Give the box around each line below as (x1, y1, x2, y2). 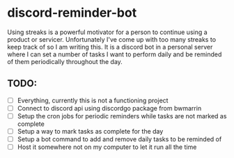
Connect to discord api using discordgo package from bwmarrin (17, 104, 202, 112)
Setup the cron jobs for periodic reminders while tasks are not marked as (17, 111, 227, 120)
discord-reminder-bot (7, 5, 137, 21)
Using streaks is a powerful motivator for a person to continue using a (7, 28, 208, 36)
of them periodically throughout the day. (7, 57, 123, 65)
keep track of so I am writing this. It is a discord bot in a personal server (7, 42, 213, 51)
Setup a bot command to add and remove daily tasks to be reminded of (17, 135, 222, 143)
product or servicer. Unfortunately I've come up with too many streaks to (7, 35, 217, 43)
